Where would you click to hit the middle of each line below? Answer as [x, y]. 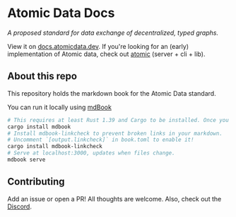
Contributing [36, 182]
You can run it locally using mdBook [59, 107]
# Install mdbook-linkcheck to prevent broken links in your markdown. [115, 133]
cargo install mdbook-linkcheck [55, 147]
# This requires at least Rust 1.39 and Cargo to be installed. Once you [118, 120]
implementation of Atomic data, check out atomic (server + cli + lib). [106, 54]
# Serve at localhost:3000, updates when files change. [91, 153]
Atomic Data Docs [61, 13]
